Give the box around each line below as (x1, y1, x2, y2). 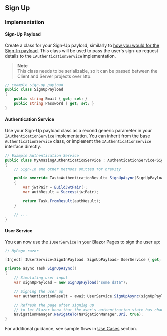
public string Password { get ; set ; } (14, 101, 94, 106)
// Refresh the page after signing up (14, 303, 94, 308)
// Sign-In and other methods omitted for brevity (14, 167, 121, 172)
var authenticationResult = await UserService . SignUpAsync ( (14, 293, 141, 299)
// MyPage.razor (5, 248, 39, 253)
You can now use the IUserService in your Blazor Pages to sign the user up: (5, 239, 161, 245)
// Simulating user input (14, 275, 68, 280)
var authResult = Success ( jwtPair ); (23, 190, 99, 195)
